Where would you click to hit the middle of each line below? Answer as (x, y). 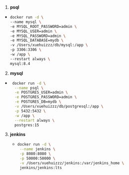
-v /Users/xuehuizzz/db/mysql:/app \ (49, 45)
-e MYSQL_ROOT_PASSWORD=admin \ (43, 26)
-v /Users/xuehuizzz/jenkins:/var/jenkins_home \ (72, 163)
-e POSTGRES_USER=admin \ (41, 92)
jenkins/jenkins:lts (41, 168)
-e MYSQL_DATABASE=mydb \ (36, 40)
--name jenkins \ (37, 149)
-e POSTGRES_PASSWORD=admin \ (46, 97)
